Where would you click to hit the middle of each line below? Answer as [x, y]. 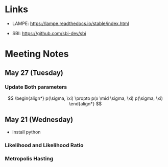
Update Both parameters [36, 87]
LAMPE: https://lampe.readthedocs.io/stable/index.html [70, 23]
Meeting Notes [37, 54]
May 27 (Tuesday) [34, 73]
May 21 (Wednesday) [39, 120]
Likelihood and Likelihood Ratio [44, 145]
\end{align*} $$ [85, 103]
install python [26, 132]
